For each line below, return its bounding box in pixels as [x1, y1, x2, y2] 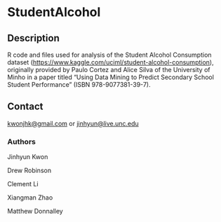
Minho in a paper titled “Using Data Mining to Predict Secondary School [7, 73, 214, 81]
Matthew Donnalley [7, 207, 63, 216]
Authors [7, 137, 36, 146]
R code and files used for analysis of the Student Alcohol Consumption [7, 50, 212, 59]
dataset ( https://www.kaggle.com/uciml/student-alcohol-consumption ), [7, 58, 214, 67]
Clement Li [7, 180, 39, 188]
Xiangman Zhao [7, 193, 53, 202]
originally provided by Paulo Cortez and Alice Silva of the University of [7, 66, 210, 74]
